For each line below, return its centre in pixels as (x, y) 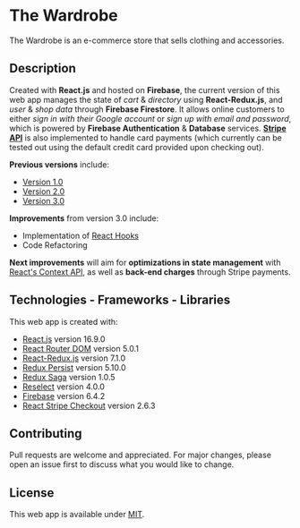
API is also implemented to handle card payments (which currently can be (146, 137)
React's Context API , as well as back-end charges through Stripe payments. (150, 272)
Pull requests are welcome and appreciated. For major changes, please (140, 455)
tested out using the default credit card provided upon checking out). (137, 147)
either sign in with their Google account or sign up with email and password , (150, 118)
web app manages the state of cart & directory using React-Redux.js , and (146, 99)
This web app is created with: (64, 321)
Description (43, 68)
